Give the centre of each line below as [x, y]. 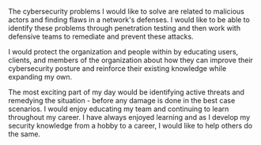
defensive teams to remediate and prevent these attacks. [101, 36]
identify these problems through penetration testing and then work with [125, 28]
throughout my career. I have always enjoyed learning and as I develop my [129, 117]
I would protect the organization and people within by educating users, [123, 52]
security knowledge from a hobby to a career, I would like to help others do [130, 126]
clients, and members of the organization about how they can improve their [130, 60]
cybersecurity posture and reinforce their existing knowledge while [117, 69]
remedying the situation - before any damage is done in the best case [122, 100]
